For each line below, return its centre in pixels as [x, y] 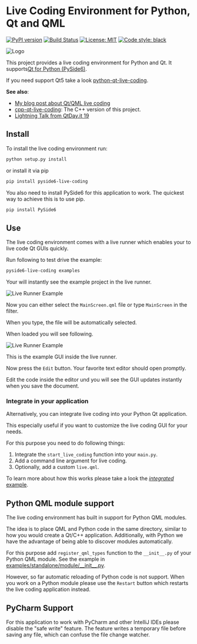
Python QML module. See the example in [56, 559]
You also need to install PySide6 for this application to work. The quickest [95, 192]
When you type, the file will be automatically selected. [71, 323]
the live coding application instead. [49, 589]
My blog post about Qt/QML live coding [62, 103]
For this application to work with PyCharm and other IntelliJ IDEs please [93, 622]
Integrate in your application [47, 401]
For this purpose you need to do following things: [66, 443]
